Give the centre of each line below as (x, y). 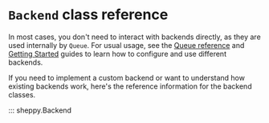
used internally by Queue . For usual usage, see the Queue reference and (126, 45)
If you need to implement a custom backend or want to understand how (126, 77)
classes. (22, 94)
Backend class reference (88, 15)
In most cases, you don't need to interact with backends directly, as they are (134, 37)
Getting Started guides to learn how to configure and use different (118, 54)
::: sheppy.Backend (40, 110)
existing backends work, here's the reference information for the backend (130, 86)
